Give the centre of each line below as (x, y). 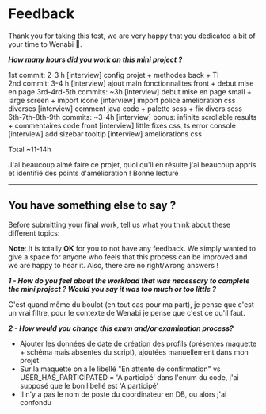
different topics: (34, 233)
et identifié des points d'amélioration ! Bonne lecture (93, 173)
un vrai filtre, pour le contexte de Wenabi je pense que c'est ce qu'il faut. (127, 312)
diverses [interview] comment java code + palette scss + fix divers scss (125, 109)
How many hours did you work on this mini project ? (95, 59)
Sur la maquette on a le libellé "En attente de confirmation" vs (120, 369)
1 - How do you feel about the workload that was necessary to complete (129, 280)
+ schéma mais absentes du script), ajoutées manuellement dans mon (134, 352)
